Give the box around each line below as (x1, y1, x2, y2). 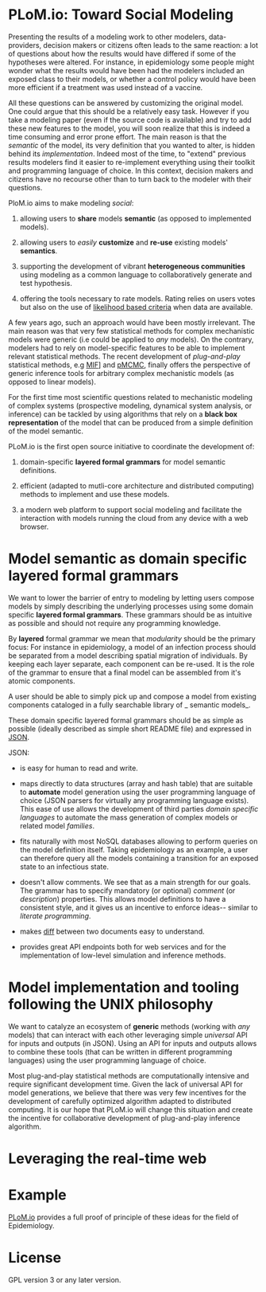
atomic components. (8, 675, 75, 686)
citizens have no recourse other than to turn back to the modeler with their (8, 174, 252, 184)
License (8, 1249, 62, 1267)
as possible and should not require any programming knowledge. (8, 618, 221, 628)
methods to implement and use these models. (19, 489, 170, 499)
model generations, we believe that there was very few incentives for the (8, 1087, 247, 1097)
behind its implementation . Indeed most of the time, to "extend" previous (8, 149, 246, 159)
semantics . (19, 245, 58, 256)
